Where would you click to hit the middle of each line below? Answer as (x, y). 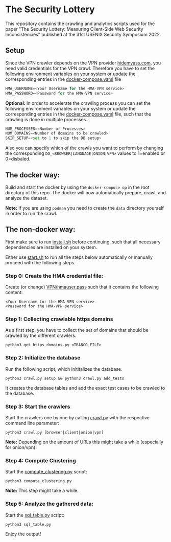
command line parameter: (32, 423)
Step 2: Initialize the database (43, 358)
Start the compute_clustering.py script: (46, 472)
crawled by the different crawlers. (41, 335)
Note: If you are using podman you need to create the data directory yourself (85, 208)
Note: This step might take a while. (42, 491)
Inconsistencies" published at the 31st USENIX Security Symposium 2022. (83, 34)
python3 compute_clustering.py (39, 481)
